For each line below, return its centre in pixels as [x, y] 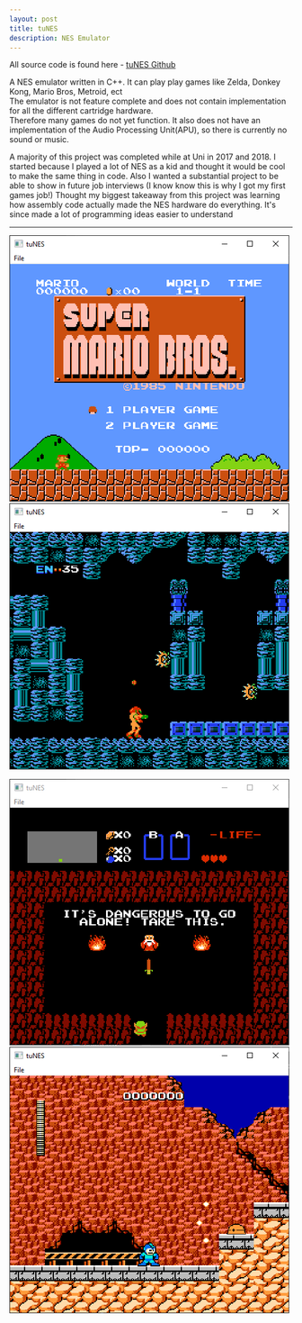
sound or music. [39, 140]
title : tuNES [34, 28]
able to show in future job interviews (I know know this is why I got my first [147, 186]
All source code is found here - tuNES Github [93, 65]
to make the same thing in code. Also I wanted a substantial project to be [144, 177]
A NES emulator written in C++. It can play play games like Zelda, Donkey [145, 82]
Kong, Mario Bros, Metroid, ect [66, 92]
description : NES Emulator [60, 38]
